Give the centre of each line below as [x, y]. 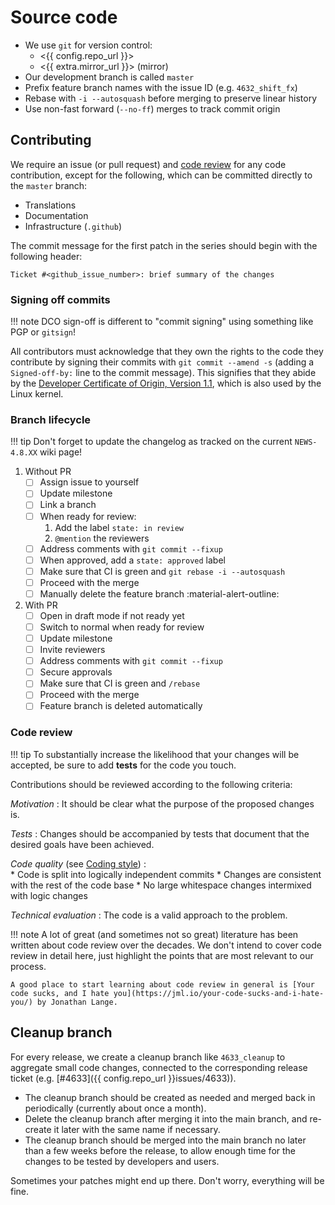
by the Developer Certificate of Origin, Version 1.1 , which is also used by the [166, 383]
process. [28, 966]
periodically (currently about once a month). [115, 1108]
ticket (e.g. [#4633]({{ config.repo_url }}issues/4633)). [123, 1078]
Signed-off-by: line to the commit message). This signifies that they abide [163, 373]
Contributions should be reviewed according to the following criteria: [151, 784]
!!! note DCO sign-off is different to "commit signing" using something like [162, 322]
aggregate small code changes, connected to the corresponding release [159, 1067]
